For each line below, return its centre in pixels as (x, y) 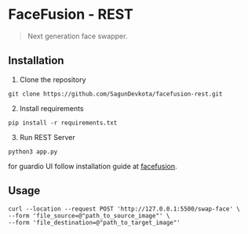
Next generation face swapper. (77, 36)
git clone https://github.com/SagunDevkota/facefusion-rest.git (115, 94)
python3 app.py (33, 151)
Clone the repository (53, 79)
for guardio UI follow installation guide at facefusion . (93, 166)
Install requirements (51, 108)
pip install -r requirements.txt (63, 123)
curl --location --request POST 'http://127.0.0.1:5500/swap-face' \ (124, 209)
